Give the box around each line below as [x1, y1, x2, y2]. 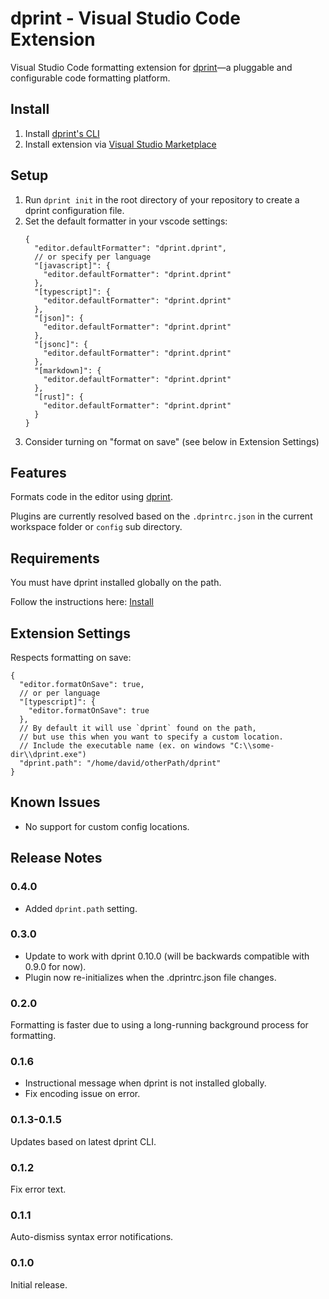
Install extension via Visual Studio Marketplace [24, 138, 217, 150]
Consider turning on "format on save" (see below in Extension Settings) [24, 435, 320, 447]
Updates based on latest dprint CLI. [10, 1135, 157, 1147]
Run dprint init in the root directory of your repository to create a [24, 193, 300, 206]
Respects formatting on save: [10, 652, 132, 663]
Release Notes [10, 850, 103, 867]
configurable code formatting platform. [10, 72, 171, 84]
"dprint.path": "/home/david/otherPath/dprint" [19, 758, 222, 768]
